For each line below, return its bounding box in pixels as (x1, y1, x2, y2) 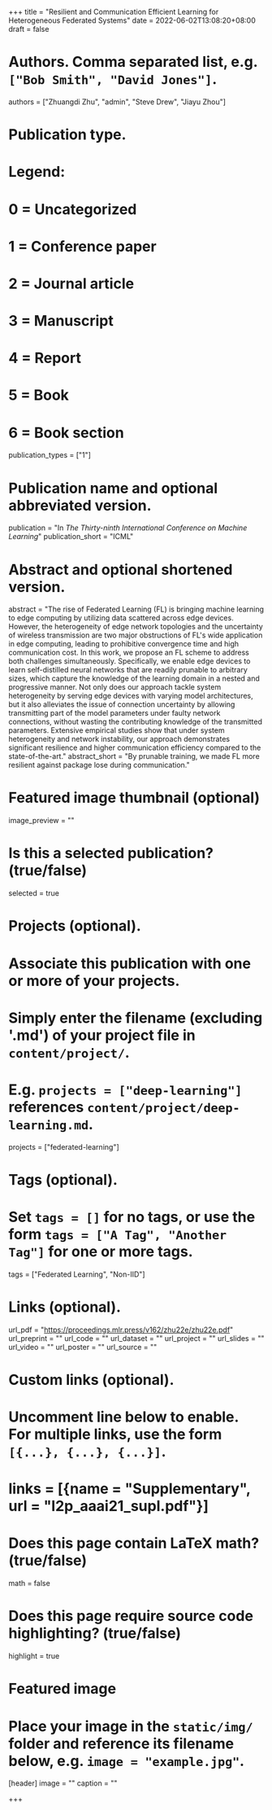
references (8, 1098, 84, 1116)
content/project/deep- (86, 1100, 240, 1115)
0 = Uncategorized (8, 199, 137, 218)
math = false (8, 1579, 50, 1589)
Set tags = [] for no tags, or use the (8, 1208, 256, 1226)
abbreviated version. (8, 496, 152, 515)
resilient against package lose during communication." (8, 760, 191, 770)
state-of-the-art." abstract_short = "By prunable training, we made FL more (8, 752, 260, 761)
